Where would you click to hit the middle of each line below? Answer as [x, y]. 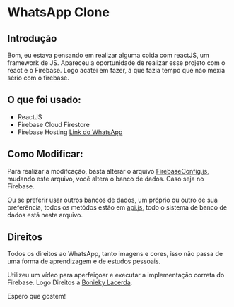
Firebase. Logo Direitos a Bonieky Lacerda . [70, 282]
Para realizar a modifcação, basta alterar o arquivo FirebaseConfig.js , [109, 171]
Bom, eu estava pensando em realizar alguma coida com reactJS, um [109, 55]
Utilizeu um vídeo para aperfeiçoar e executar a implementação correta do [116, 275]
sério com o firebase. [38, 78]
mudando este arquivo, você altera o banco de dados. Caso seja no [106, 179]
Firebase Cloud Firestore [53, 124]
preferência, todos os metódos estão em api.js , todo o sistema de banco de [117, 207]
